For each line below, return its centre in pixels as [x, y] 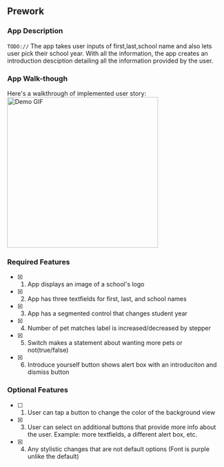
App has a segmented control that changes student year [108, 313]
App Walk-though [37, 79]
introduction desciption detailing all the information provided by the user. [110, 61]
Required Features [39, 262]
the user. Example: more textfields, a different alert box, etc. [112, 434]
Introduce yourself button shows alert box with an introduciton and [122, 365]
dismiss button [48, 372]
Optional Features [38, 390]
